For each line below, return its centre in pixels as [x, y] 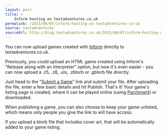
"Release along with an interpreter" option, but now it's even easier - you [79, 67]
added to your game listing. [33, 127]
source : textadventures [30, 28]
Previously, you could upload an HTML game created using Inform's [74, 62]
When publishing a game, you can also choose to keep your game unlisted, [82, 107]
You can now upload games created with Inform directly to [65, 47]
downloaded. [19, 97]
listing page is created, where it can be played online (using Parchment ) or [81, 92]
